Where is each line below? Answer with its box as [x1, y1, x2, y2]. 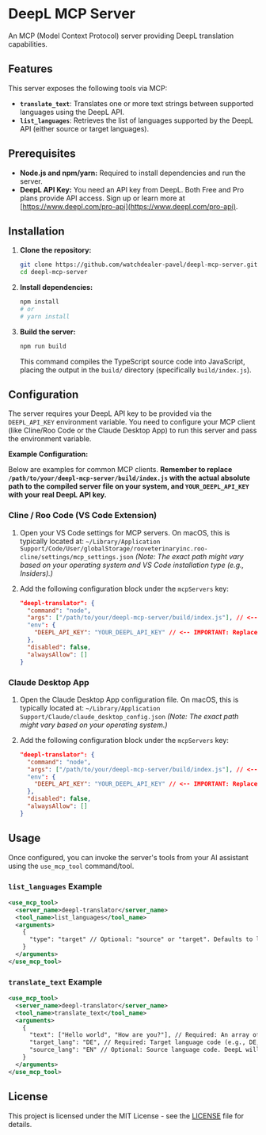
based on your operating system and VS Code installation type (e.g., [19, 560, 245, 569]
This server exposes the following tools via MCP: [8, 83, 168, 93]
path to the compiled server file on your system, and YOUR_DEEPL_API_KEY [8, 482, 249, 491]
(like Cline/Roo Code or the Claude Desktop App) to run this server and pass [8, 425, 257, 436]
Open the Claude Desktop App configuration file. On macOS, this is [19, 695, 239, 704]
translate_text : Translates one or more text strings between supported [19, 98, 254, 108]
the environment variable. [8, 434, 92, 444]
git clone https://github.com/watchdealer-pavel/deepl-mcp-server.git [19, 261, 258, 269]
